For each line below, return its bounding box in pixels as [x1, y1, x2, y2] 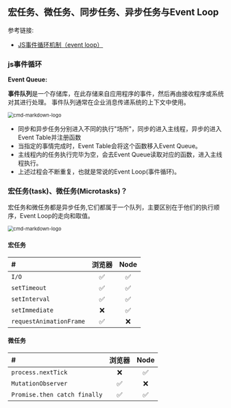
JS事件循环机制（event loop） [17, 40, 104, 49]
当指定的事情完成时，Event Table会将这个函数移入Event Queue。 [17, 142, 202, 150]
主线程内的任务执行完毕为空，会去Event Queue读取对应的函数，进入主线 [17, 150, 223, 159]
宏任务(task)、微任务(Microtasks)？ [8, 187, 127, 196]
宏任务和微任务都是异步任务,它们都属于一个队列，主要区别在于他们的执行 [8, 203, 215, 211]
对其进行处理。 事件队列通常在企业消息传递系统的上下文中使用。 [8, 98, 190, 106]
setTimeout [11, 284, 47, 291]
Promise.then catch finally [11, 390, 103, 398]
